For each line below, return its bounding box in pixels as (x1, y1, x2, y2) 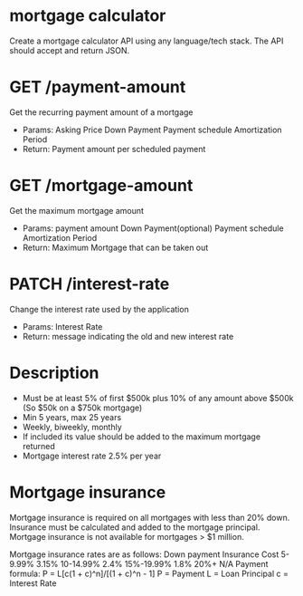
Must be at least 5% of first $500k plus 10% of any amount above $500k (22, 392, 294, 403)
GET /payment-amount (9, 77, 186, 98)
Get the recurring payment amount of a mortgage (9, 106, 194, 118)
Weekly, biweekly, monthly (22, 421, 122, 432)
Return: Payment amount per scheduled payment (22, 143, 206, 154)
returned (22, 440, 56, 451)
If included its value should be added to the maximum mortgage (22, 431, 260, 442)
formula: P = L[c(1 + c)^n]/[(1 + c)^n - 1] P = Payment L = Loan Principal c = (9, 568, 289, 579)
